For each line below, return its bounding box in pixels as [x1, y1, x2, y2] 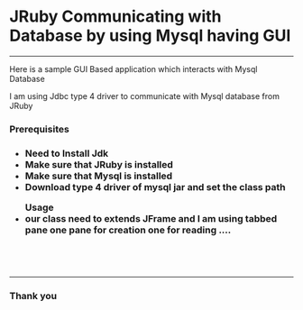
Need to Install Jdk [24, 147, 109, 160]
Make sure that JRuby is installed [24, 158, 174, 170]
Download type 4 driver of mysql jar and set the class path [24, 180, 286, 193]
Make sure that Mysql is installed [24, 169, 173, 182]
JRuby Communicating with [9, 6, 223, 27]
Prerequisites [9, 123, 69, 135]
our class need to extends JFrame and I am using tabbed [24, 213, 278, 225]
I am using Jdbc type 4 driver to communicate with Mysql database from [9, 90, 280, 101]
